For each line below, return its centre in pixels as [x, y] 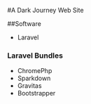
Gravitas [29, 86]
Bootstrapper [36, 93]
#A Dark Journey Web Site [45, 10]
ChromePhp [35, 71]
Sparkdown [34, 78]
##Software [24, 24]
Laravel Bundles [35, 56]
